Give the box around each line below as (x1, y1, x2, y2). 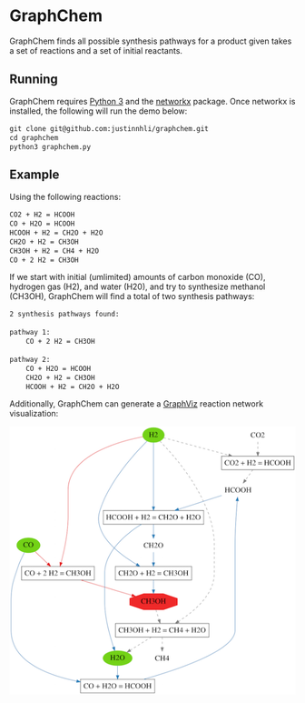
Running (9, 72, 59, 87)
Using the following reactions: (9, 191, 121, 202)
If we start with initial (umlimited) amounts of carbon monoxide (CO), (9, 271, 266, 282)
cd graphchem (9, 133, 59, 142)
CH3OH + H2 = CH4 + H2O (9, 246, 100, 256)
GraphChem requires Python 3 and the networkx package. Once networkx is (9, 95, 296, 106)
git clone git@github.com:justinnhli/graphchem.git (9, 124, 209, 133)
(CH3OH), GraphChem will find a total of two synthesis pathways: (9, 290, 255, 301)
